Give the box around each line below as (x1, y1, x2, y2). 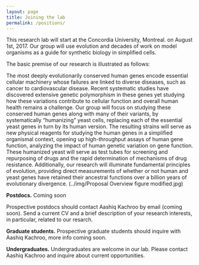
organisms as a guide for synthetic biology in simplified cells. (6, 49, 157, 56)
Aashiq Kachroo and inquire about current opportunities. (6, 252, 145, 259)
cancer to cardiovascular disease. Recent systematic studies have (6, 85, 169, 92)
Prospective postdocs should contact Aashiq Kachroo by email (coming (6, 203, 182, 211)
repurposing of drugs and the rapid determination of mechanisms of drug (6, 155, 187, 162)
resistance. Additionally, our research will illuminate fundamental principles (6, 161, 191, 168)
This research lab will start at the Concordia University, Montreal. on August (6, 36, 193, 44)
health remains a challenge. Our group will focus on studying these (6, 104, 172, 111)
